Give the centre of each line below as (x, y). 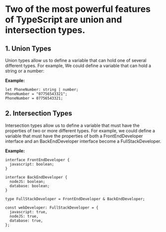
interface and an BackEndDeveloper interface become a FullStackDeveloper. (83, 141)
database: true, (26, 221)
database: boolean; (30, 186)
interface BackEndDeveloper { (36, 177)
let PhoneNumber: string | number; (42, 90)
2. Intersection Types (39, 113)
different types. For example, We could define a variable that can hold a (78, 66)
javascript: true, (29, 212)
